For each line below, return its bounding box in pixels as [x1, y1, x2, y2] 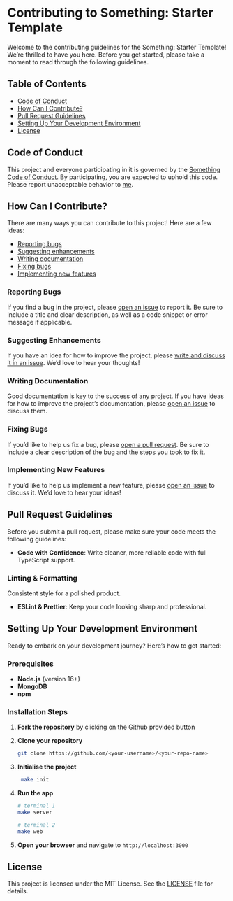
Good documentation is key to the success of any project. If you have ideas [7, 392, 225, 400]
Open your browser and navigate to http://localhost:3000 [17, 841, 188, 849]
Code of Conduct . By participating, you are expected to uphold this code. [7, 173, 218, 181]
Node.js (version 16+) [17, 675, 80, 683]
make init [20, 776, 50, 783]
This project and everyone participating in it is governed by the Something [7, 165, 221, 173]
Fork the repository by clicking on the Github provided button [17, 723, 195, 732]
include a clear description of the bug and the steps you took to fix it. [7, 448, 206, 456]
